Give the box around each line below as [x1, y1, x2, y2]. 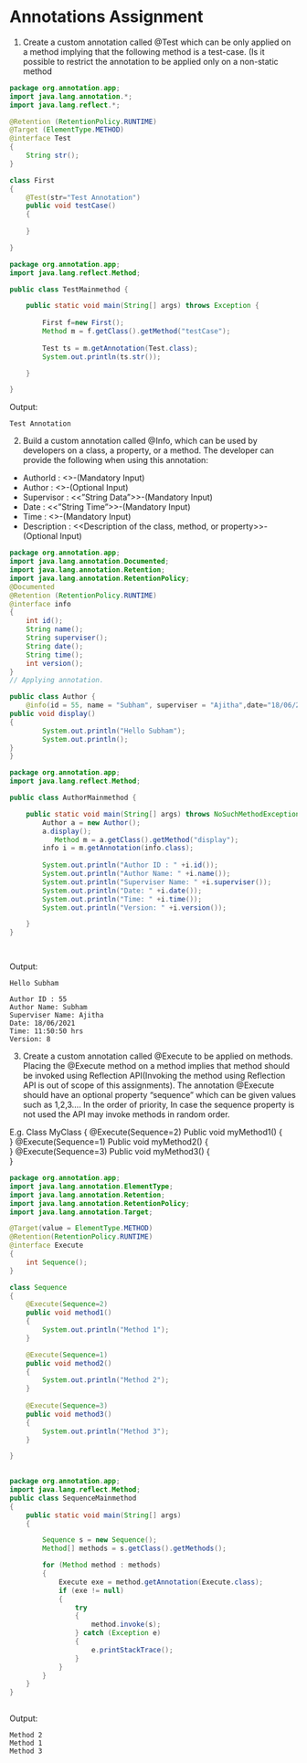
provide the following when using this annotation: [22, 455, 208, 466]
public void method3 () [26, 1409, 112, 1419]
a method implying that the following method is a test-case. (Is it [22, 46, 265, 57]
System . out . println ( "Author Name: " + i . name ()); [42, 870, 231, 879]
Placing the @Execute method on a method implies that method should [22, 1061, 291, 1072]
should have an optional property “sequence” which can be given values [22, 1090, 297, 1101]
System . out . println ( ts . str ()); [42, 352, 162, 362]
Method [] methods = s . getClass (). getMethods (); [42, 1544, 227, 1554]
